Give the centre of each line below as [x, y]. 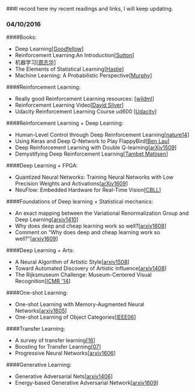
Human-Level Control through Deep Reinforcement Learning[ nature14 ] [102, 135]
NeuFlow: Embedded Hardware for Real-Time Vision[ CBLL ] [88, 190]
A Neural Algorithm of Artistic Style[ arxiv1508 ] [72, 262]
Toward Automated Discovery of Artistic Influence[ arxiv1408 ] [91, 268]
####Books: [22, 37]
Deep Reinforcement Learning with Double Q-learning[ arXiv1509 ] [96, 148]
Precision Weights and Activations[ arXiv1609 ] [71, 184]
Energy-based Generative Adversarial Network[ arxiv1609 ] [87, 383]
